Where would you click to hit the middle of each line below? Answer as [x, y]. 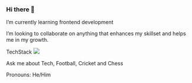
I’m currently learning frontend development [60, 22]
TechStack [19, 52]
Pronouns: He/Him [29, 75]
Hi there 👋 [21, 9]
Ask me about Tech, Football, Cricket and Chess [65, 64]
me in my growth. [27, 40]
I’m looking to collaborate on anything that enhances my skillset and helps [96, 34]
